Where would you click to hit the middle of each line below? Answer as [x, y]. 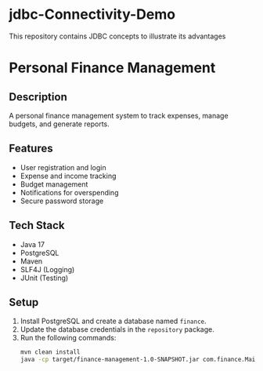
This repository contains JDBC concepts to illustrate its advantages [117, 36]
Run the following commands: [68, 338]
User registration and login [63, 167]
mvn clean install [50, 352]
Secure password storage [62, 201]
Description [38, 97]
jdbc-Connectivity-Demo [92, 15]
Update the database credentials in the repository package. [117, 329]
